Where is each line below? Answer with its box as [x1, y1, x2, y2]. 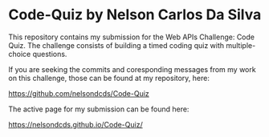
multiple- [226, 40, 256, 50]
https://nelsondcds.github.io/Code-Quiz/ [8, 119, 143, 129]
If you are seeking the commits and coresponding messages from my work [8, 64, 256, 74]
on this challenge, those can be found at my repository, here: [8, 73, 210, 83]
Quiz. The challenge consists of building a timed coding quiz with [8, 40, 225, 50]
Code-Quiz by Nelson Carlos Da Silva [8, 6, 262, 24]
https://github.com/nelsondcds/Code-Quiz [8, 88, 150, 98]
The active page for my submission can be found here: [8, 104, 190, 114]
